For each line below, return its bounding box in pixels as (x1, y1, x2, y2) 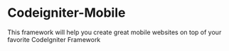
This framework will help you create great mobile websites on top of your (7, 28, 222, 36)
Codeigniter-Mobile (7, 5, 126, 21)
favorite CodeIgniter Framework (7, 35, 101, 43)
